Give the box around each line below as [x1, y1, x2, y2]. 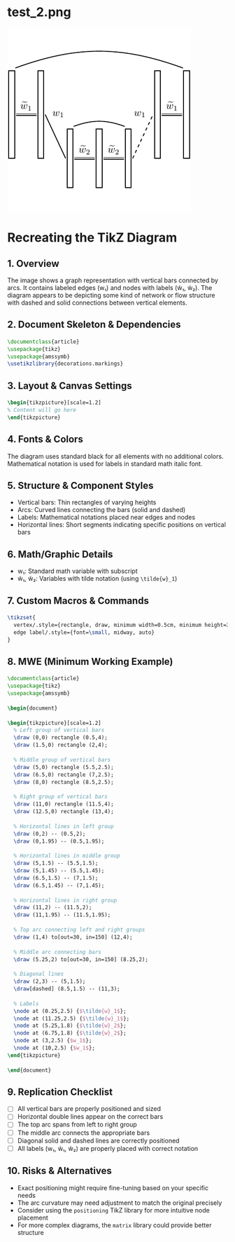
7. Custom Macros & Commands [7, 595, 149, 607]
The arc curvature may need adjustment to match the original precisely [17, 1199, 222, 1207]
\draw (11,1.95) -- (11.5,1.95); [13, 911, 111, 918]
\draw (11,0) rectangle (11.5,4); [13, 801, 114, 808]
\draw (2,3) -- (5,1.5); [13, 978, 86, 985]
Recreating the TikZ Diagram [7, 230, 178, 246]
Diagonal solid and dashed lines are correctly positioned [17, 1136, 180, 1145]
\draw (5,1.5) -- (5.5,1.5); [13, 860, 99, 867]
